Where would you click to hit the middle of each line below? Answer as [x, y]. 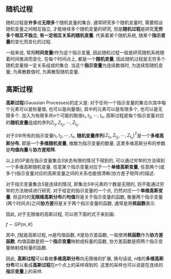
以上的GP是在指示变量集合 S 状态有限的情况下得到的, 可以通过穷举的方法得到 [86, 160]
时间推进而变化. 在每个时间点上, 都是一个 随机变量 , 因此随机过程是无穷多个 [88, 59]
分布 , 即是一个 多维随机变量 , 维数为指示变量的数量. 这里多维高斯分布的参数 [88, 143]
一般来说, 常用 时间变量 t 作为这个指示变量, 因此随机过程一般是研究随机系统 [83, 52]
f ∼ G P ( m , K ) [19, 224]
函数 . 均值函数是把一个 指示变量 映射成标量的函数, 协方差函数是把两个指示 [82, 241]
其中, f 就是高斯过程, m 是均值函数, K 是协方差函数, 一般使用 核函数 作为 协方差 [84, 235]
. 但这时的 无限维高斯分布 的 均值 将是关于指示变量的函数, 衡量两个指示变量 [87, 197]
